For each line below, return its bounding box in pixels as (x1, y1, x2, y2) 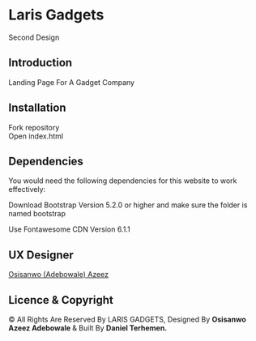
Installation (8, 101, 66, 115)
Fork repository (8, 122, 60, 132)
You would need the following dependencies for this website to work (8, 176, 237, 185)
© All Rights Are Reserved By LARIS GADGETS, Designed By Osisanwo (8, 314, 247, 324)
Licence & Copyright (8, 293, 113, 307)
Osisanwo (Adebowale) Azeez (8, 270, 109, 279)
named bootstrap (8, 209, 66, 219)
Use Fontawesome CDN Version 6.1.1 (8, 224, 131, 234)
